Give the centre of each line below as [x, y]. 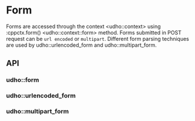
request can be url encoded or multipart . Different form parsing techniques [97, 39]
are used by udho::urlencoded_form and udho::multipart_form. [81, 45]
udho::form [23, 80]
